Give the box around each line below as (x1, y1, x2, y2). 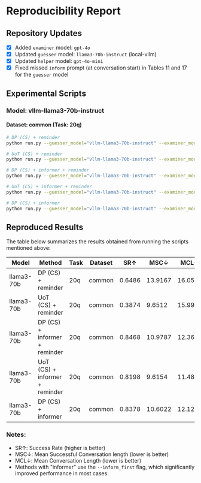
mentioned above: (6, 244, 51, 252)
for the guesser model (14, 71, 69, 79)
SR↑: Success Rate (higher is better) (14, 444, 106, 451)
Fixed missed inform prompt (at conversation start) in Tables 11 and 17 (14, 64, 187, 71)
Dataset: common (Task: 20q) (6, 121, 82, 128)
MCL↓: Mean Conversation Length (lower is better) (14, 457, 142, 464)
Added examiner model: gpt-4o (14, 44, 91, 51)
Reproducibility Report (6, 4, 121, 18)
